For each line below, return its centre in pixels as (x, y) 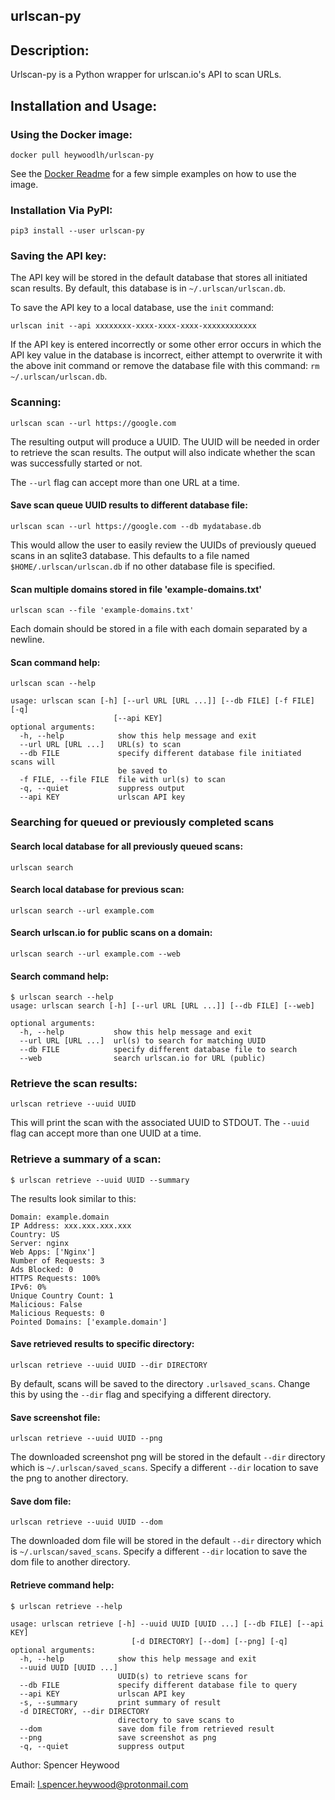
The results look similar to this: (73, 1198)
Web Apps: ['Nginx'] (53, 1252)
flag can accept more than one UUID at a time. (106, 1133)
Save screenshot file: (55, 1417)
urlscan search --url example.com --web (96, 954)
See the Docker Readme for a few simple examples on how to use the (153, 173)
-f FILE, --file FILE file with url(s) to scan (122, 780)
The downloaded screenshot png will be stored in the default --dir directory (168, 1457)
